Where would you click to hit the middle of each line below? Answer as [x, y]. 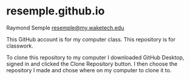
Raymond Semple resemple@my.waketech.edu [65, 28]
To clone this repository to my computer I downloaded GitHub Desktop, [95, 57]
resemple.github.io [56, 11]
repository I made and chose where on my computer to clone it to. [89, 70]
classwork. [20, 46]
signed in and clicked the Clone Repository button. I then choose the [92, 64]
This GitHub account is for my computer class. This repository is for [91, 39]
